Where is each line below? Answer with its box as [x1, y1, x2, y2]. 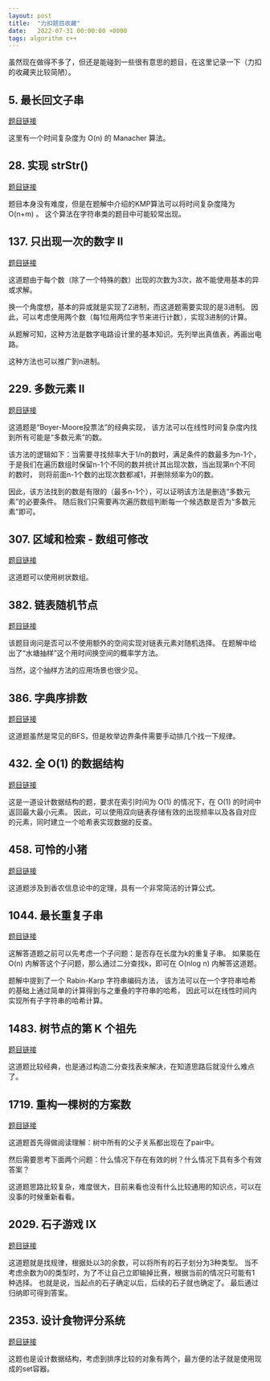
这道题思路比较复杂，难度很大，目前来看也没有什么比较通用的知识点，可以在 [8, 1182, 262, 1191]
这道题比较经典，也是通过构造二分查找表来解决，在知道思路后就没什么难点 [8, 1062, 255, 1071]
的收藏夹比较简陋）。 [8, 68, 76, 77]
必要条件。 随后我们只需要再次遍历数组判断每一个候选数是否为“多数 [25, 497, 249, 506]
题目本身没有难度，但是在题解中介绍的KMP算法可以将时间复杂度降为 [8, 199, 235, 208]
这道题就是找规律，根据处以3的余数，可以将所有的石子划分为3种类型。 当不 [8, 1257, 259, 1268]
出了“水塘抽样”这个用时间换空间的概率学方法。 [8, 649, 163, 658]
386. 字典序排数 [8, 691, 88, 705]
